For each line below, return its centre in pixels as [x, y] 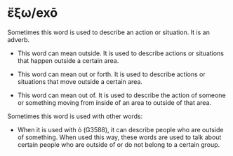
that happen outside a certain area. [68, 60]
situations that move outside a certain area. [80, 81]
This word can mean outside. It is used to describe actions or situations [121, 53]
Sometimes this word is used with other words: [75, 116]
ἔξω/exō [33, 13]
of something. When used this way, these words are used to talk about [119, 137]
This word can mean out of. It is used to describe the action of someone [121, 95]
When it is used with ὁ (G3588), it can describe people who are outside [120, 129]
